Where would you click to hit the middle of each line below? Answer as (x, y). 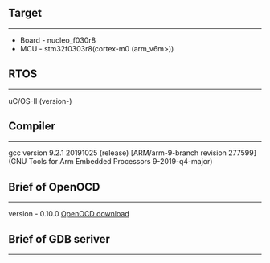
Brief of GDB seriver (59, 239)
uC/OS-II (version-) (40, 101)
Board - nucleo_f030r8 (58, 40)
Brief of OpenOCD (54, 187)
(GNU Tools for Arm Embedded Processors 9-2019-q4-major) (110, 162)
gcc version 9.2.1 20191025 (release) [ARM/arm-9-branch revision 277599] (133, 153)
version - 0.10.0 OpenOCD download (69, 214)
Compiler (32, 127)
